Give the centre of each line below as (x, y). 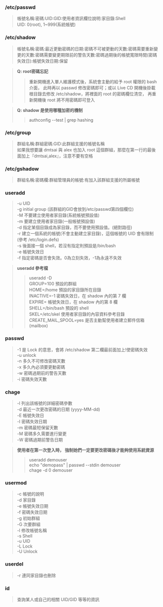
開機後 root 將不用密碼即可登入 (64, 100)
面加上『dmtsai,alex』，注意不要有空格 (55, 156)
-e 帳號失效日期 (33, 506)
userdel (14, 564)
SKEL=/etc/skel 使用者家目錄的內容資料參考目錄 (77, 314)
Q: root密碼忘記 (33, 71)
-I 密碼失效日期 (32, 422)
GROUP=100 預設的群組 (53, 284)
